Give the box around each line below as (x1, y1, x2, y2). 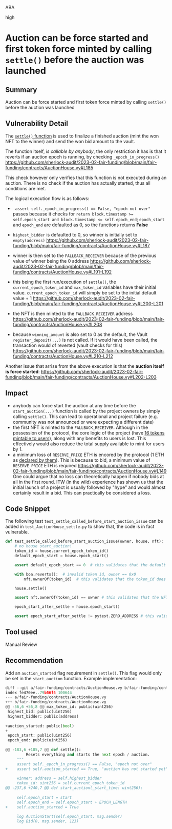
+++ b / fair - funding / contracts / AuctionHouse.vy (5, 700, 106, 705)
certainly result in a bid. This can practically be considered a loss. (12, 489, 152, 496)
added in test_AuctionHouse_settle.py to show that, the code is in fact (5, 523, 155, 530)
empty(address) (12, 238, 46, 243)
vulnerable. (5, 529, 29, 535)
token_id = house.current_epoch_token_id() (14, 548, 109, 554)
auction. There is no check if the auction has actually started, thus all (5, 180, 151, 186)
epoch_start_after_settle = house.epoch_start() (14, 604, 120, 609)
